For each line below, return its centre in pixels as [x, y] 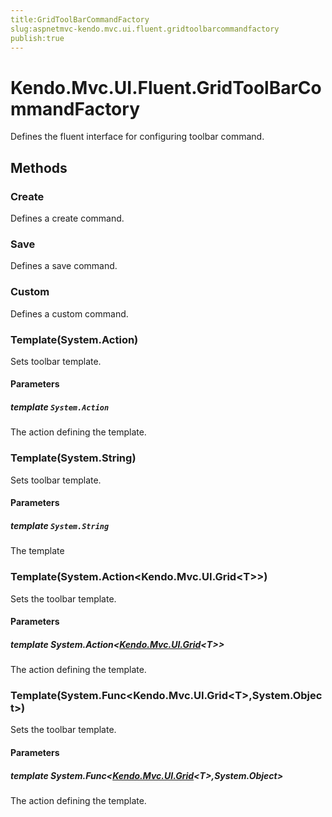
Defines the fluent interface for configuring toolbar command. [137, 137]
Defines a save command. [64, 266]
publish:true [37, 38]
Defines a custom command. [69, 313]
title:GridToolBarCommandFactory [80, 19]
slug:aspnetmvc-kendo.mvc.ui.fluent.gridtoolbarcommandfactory [145, 29]
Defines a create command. [67, 218]
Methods [39, 167]
